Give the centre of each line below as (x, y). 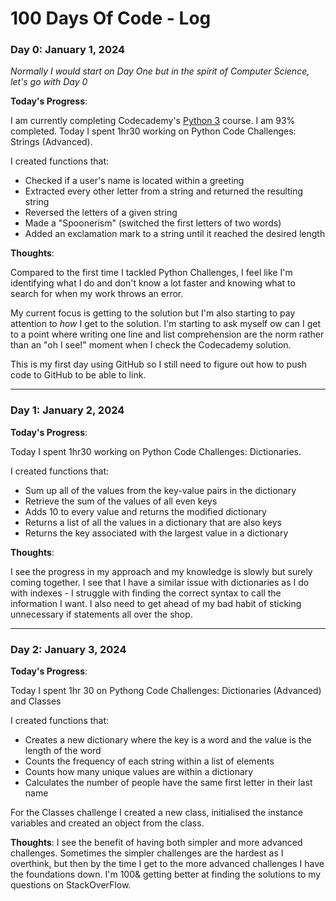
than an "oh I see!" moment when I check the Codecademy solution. (151, 345)
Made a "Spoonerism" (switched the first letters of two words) (153, 223)
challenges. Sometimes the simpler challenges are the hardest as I (147, 853)
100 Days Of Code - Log (111, 18)
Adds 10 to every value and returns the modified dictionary (145, 511)
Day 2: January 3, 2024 (68, 649)
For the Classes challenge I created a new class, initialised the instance (157, 813)
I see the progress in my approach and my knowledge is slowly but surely (161, 571)
